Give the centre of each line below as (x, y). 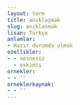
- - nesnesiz (26, 59)
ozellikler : (24, 52)
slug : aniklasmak (32, 26)
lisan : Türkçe (28, 33)
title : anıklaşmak (34, 20)
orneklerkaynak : (31, 84)
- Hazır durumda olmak (40, 46)
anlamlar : (22, 39)
